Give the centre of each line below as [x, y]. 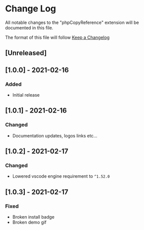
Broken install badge [33, 217]
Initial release [26, 95]
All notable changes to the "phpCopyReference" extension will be [72, 22]
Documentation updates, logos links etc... [55, 135]
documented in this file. [29, 27]
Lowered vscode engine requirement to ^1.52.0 [61, 176]
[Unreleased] [26, 53]
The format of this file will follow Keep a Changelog [58, 37]
